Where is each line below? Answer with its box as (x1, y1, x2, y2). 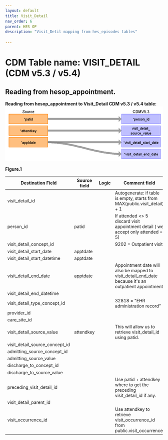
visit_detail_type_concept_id (7, 300, 65, 306)
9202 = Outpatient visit (114, 241, 163, 247)
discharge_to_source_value (7, 369, 63, 375)
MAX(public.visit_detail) (114, 200, 164, 206)
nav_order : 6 (5, 19, 32, 24)
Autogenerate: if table (114, 190, 160, 196)
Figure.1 (5, 166, 22, 172)
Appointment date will (114, 262, 160, 268)
